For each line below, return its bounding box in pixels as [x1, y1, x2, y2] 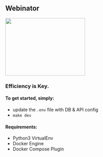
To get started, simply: [5, 95, 55, 101]
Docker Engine [12, 141, 44, 147]
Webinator [5, 4, 40, 13]
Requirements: [5, 124, 37, 130]
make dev [12, 113, 32, 118]
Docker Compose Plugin [12, 146, 64, 152]
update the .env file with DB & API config [12, 106, 98, 113]
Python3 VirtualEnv [12, 135, 54, 141]
